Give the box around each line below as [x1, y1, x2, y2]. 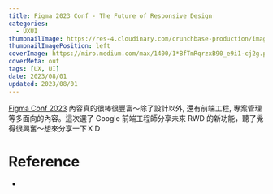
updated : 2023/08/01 [8, 80, 79, 88]
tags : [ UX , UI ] [8, 65, 60, 73]
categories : [8, 19, 49, 28]
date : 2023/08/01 [8, 72, 67, 80]
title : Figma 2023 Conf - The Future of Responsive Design [8, 11, 213, 20]
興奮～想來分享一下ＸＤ [22, 123, 102, 133]
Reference [8, 152, 80, 170]
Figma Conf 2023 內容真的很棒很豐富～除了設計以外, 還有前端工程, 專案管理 [8, 103, 262, 113]
